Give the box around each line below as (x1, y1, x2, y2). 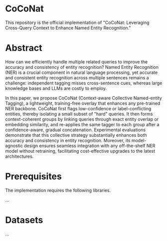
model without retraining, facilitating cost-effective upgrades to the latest (5, 148, 156, 154)
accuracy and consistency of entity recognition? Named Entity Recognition (5, 64, 159, 70)
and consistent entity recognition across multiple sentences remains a (5, 74, 149, 80)
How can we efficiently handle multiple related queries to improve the (5, 58, 148, 65)
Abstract (5, 42, 42, 54)
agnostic (5, 143, 23, 149)
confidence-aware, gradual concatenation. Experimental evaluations (5, 127, 146, 133)
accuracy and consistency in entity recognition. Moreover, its (5, 137, 131, 143)
